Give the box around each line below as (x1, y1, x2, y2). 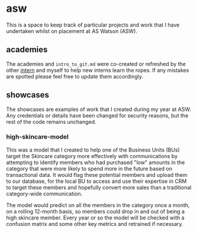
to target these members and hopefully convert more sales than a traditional (6, 183, 192, 191)
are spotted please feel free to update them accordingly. (6, 73, 144, 80)
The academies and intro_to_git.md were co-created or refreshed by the (6, 60, 186, 67)
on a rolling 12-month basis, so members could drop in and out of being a (6, 208, 185, 215)
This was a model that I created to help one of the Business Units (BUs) (6, 146, 180, 153)
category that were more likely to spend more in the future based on (6, 165, 173, 172)
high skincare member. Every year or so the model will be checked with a (6, 214, 185, 221)
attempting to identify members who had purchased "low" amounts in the (6, 159, 185, 166)
